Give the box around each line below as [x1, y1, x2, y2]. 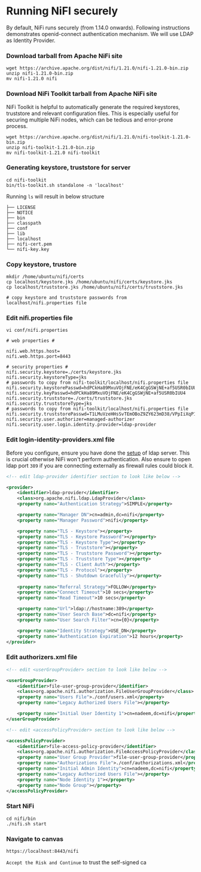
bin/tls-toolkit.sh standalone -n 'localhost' [6, 182, 124, 188]
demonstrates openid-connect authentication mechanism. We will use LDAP [6, 30, 194, 37]
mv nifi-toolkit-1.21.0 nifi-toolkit [6, 150, 100, 156]
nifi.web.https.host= [6, 349, 60, 355]
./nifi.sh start [6, 820, 47, 827]
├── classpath [6, 220, 42, 226]
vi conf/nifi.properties [6, 328, 68, 334]
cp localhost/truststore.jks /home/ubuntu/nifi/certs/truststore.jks [6, 284, 184, 290]
